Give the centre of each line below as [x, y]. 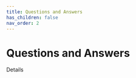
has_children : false [32, 18]
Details [15, 70]
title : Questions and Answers [45, 12]
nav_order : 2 [23, 23]
